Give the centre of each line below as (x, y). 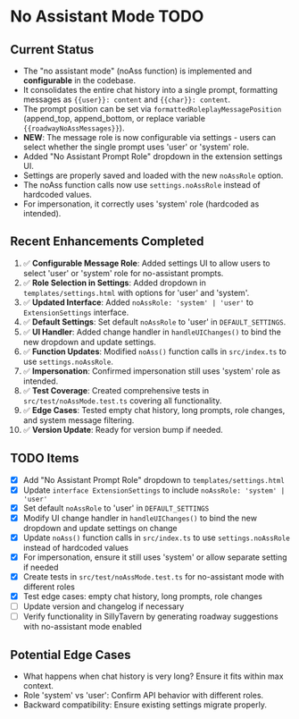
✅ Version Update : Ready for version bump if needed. (123, 429)
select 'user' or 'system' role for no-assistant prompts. (123, 273)
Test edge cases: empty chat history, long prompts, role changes (142, 596)
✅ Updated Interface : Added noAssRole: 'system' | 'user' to (138, 302)
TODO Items (45, 458)
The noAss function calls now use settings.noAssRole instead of (142, 185)
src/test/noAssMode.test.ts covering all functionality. (122, 401)
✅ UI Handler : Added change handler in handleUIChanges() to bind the (152, 332)
